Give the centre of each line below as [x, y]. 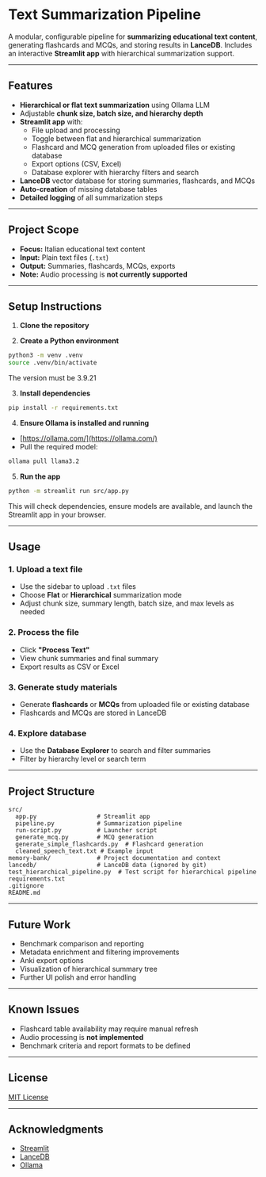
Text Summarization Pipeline [105, 15]
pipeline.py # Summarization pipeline [99, 824]
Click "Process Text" [55, 650]
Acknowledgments [56, 1129]
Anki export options [52, 960]
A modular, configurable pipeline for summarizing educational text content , [133, 36]
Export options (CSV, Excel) [76, 163]
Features [30, 86]
